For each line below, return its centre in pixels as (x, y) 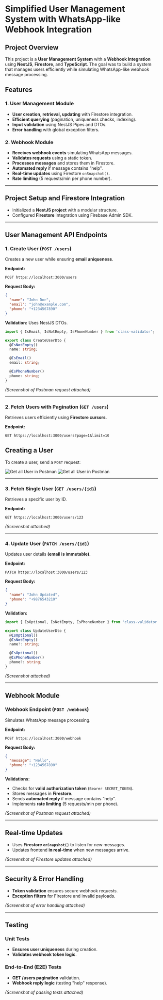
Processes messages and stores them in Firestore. (63, 163)
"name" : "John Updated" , (34, 595)
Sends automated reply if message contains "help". (64, 798)
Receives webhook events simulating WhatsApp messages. (72, 153)
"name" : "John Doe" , (30, 300)
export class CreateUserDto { (36, 340)
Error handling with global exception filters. (56, 129)
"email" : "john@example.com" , (40, 305)
